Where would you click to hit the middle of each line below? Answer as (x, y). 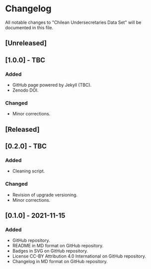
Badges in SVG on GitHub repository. (50, 251)
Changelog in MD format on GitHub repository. (60, 262)
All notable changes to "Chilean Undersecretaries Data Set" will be (73, 22)
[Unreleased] (26, 43)
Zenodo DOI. (25, 90)
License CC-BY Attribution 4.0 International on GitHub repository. (79, 256)
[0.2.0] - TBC (26, 146)
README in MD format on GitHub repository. (58, 246)
